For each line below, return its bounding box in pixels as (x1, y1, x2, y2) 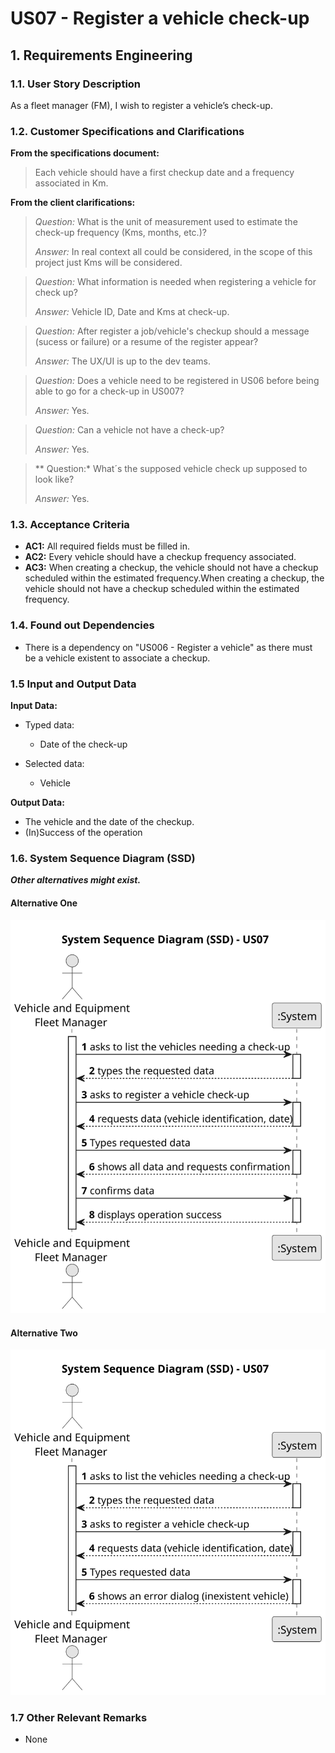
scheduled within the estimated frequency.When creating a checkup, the (24, 572, 325, 584)
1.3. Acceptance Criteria (10, 518, 130, 532)
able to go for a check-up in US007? (34, 385, 185, 397)
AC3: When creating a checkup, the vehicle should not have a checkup (24, 562, 319, 574)
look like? (34, 473, 75, 486)
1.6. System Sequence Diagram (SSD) (10, 851, 196, 865)
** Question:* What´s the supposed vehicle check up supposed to (34, 463, 308, 475)
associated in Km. (34, 177, 109, 189)
